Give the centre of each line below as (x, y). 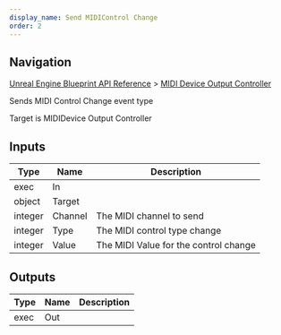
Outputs (33, 277)
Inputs (28, 146)
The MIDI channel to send (150, 216)
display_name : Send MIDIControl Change (84, 17)
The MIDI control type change (159, 231)
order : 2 (26, 26)
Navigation (40, 62)
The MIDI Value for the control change (176, 245)
